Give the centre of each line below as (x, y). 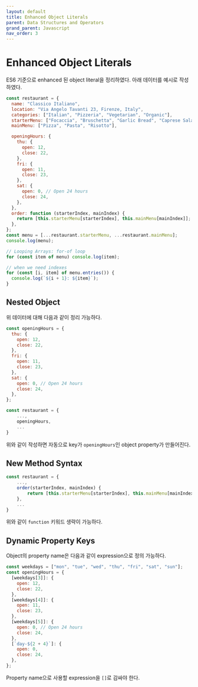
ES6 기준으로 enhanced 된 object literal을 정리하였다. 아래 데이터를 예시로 (92, 80)
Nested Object (33, 302)
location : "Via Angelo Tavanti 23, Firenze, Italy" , (77, 109)
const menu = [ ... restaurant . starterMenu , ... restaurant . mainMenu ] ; (92, 235)
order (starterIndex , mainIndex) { (59, 488)
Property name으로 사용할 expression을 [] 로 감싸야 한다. (73, 678)
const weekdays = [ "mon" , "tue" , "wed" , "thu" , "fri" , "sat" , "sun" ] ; (95, 567)
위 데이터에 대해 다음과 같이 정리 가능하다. (54, 317)
